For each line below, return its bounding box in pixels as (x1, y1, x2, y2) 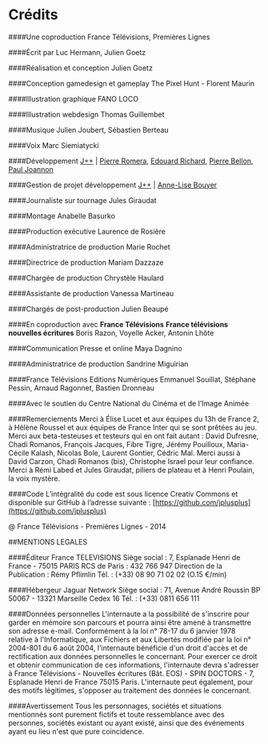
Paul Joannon (8, 164, 54, 174)
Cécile (8, 448, 30, 458)
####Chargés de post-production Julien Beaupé (8, 304, 169, 314)
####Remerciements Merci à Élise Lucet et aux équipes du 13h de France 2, (8, 414, 260, 423)
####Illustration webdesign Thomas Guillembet (8, 110, 166, 119)
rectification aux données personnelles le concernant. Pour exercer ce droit (8, 651, 258, 661)
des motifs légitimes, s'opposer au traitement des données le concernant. (8, 686, 252, 695)
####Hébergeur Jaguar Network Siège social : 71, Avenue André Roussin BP (8, 585, 261, 594)
